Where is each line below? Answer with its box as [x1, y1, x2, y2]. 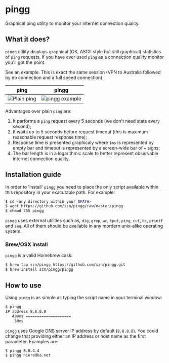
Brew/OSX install [5, 241, 48, 248]
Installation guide [5, 170, 62, 179]
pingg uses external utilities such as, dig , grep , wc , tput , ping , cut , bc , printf [5, 217, 163, 224]
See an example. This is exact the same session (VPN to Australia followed [5, 69, 161, 75]
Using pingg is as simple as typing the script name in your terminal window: [5, 295, 162, 301]
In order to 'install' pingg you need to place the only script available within [5, 184, 159, 190]
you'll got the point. [5, 59, 46, 65]
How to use [5, 281, 41, 289]
